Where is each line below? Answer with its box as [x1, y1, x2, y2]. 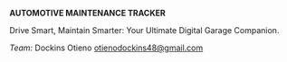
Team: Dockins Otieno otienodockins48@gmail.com [9, 42, 204, 53]
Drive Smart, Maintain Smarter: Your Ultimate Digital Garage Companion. [9, 25, 280, 35]
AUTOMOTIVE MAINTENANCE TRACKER [9, 8, 166, 18]
